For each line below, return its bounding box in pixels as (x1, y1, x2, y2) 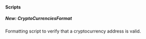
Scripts (5, 4, 21, 10)
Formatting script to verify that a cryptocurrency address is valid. (5, 28, 141, 34)
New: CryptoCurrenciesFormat (5, 15, 72, 21)
